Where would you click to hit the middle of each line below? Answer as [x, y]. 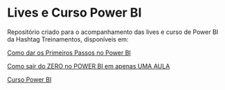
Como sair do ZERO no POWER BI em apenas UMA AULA [89, 66]
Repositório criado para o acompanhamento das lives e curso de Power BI [113, 32]
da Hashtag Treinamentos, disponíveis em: [68, 39]
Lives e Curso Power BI [74, 13]
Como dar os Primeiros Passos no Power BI [69, 53]
